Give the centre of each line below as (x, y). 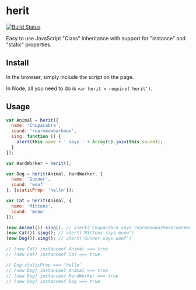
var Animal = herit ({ (32, 120)
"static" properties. (29, 44)
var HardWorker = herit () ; (39, 163)
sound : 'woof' (28, 185)
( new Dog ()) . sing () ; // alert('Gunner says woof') (69, 239)
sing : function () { (36, 137)
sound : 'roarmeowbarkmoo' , (44, 131)
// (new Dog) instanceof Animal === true (57, 270)
